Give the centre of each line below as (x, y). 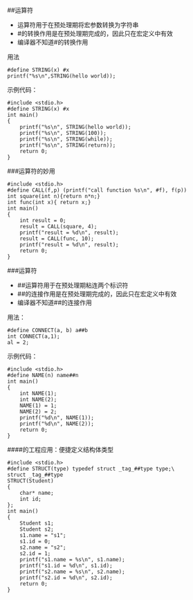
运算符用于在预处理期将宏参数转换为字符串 (78, 25)
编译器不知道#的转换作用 (53, 42)
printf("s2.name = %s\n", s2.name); (73, 572)
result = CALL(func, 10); (57, 239)
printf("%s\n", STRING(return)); (68, 145)
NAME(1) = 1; (38, 406)
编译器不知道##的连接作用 (54, 302)
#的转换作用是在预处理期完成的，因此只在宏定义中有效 (95, 34)
